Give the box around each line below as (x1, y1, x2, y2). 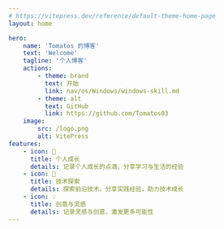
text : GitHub (44, 102, 89, 110)
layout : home (8, 19, 53, 28)
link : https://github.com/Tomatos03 (44, 110, 169, 118)
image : (23, 117, 45, 126)
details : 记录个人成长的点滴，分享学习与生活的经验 (29, 162, 184, 171)
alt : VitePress (37, 132, 89, 140)
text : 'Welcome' (23, 50, 79, 58)
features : (8, 140, 42, 148)
